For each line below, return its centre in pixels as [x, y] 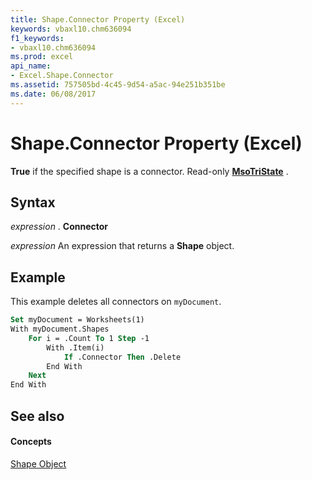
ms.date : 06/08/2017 [53, 94]
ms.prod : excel [42, 57]
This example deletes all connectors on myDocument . [116, 302]
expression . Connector [59, 227]
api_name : [31, 66]
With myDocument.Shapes [60, 329]
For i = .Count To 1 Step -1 [89, 338]
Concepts [31, 442]
